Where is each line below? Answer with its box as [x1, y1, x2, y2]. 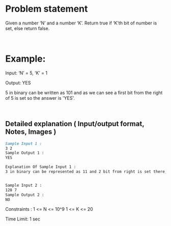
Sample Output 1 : [5, 151, 44, 156]
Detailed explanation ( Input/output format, [5, 120, 145, 128]
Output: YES [5, 79, 31, 86]
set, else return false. [5, 25, 50, 31]
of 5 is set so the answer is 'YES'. [5, 95, 75, 101]
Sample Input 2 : [5, 183, 42, 188]
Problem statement [5, 3, 88, 15]
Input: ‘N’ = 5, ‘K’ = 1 [5, 70, 47, 76]
